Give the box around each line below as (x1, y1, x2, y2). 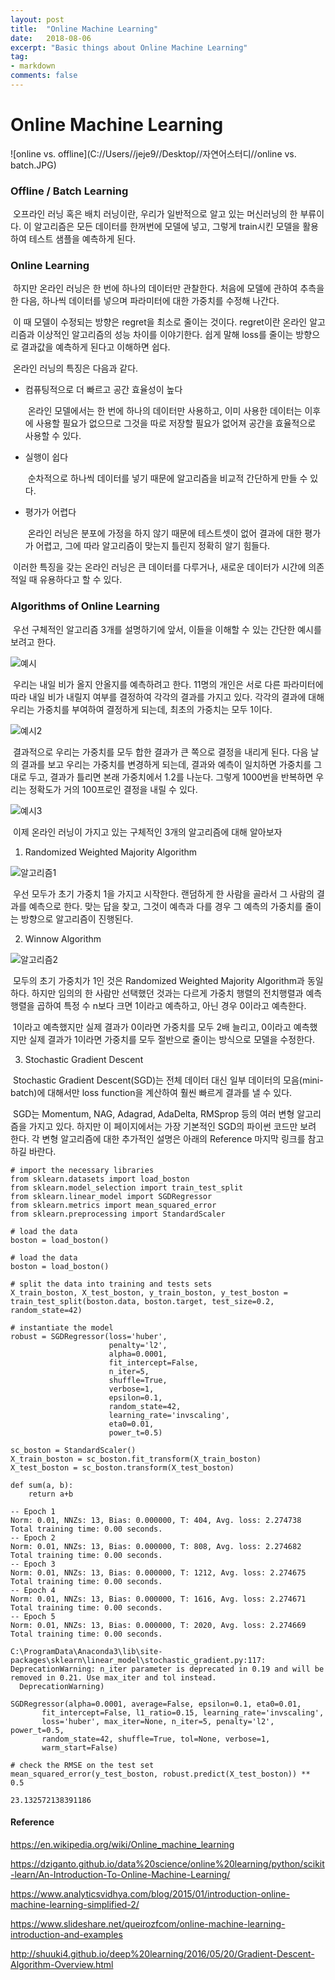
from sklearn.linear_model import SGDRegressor (10, 1191, 213, 1201)
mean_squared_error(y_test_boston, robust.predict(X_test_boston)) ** (10, 1769, 311, 1779)
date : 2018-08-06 (10, 33, 92, 43)
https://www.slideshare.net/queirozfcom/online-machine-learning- (10, 1917, 286, 1930)
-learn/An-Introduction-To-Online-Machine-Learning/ (10, 1868, 231, 1880)
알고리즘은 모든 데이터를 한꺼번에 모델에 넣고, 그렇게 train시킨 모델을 (33, 221, 301, 233)
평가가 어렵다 (24, 506, 77, 518)
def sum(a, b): (10, 1480, 74, 1490)
